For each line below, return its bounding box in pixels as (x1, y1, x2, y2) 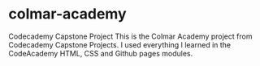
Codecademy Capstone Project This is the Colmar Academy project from (8, 31, 253, 41)
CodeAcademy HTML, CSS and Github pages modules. (8, 48, 193, 58)
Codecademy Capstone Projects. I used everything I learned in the (8, 39, 232, 49)
